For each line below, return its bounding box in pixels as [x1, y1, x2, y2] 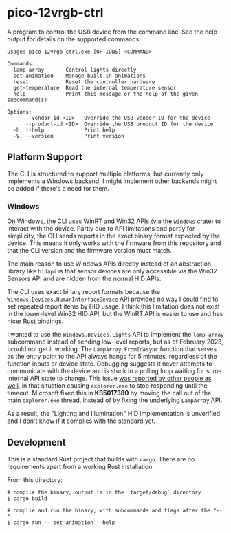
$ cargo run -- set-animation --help [7, 519, 115, 526]
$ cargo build [7, 494, 48, 502]
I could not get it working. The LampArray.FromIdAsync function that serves [7, 345, 217, 353]
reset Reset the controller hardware [13, 78, 155, 85]
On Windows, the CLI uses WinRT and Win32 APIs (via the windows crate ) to [7, 217, 221, 225]
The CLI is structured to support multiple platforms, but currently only [7, 169, 204, 178]
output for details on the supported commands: [7, 34, 141, 43]
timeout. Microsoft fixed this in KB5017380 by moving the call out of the [7, 389, 212, 397]
